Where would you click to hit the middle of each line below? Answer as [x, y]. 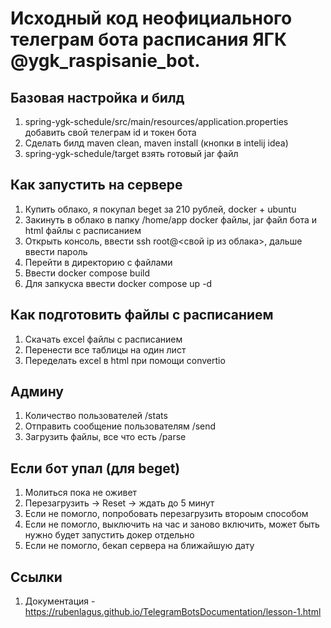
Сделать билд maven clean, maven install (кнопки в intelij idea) [156, 143]
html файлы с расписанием [83, 230]
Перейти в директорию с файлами [98, 262]
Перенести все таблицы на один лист [105, 349]
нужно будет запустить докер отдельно [109, 535]
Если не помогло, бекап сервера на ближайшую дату [139, 546]
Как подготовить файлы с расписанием [142, 315]
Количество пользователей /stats [96, 416]
